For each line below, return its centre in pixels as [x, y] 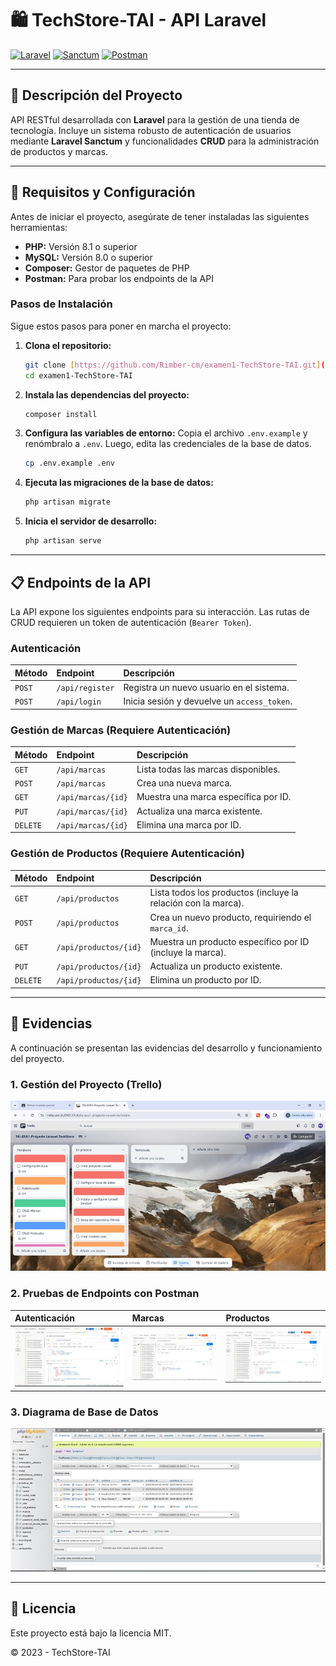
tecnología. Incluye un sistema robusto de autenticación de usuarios [151, 130]
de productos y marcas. [59, 151]
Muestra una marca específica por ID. [214, 797]
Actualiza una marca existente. [199, 811]
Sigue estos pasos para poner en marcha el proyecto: [121, 326]
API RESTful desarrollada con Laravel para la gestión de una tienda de [155, 119]
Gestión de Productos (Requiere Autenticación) [127, 854]
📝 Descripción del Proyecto [96, 95]
